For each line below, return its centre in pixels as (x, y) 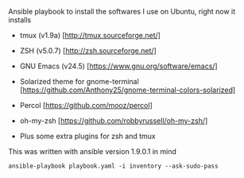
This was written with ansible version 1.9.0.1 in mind (93, 151)
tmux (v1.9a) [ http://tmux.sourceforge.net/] (90, 35)
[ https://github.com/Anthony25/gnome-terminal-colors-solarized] (128, 90)
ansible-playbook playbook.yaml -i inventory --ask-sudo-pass (113, 166)
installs (20, 20)
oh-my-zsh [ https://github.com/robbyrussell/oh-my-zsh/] (114, 121)
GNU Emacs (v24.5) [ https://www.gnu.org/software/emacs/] (118, 66)
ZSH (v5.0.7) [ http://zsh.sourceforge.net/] (88, 50)
